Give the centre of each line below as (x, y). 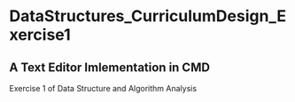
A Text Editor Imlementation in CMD (110, 67)
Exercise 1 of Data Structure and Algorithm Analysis (103, 88)
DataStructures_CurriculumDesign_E (147, 16)
